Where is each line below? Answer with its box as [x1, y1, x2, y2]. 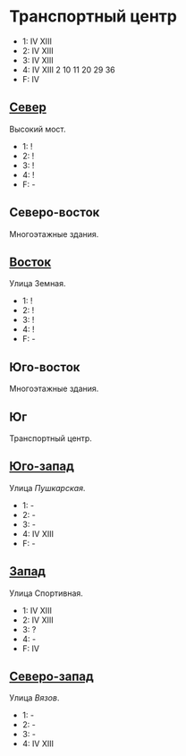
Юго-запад [9, 459, 74, 474]
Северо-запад [9, 669, 94, 684]
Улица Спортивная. [9, 588, 83, 599]
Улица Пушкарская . [9, 482, 86, 493]
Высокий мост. [9, 123, 66, 134]
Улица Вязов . [9, 692, 60, 703]
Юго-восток [9, 360, 80, 375]
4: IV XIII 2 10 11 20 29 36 [21, 64, 115, 75]
